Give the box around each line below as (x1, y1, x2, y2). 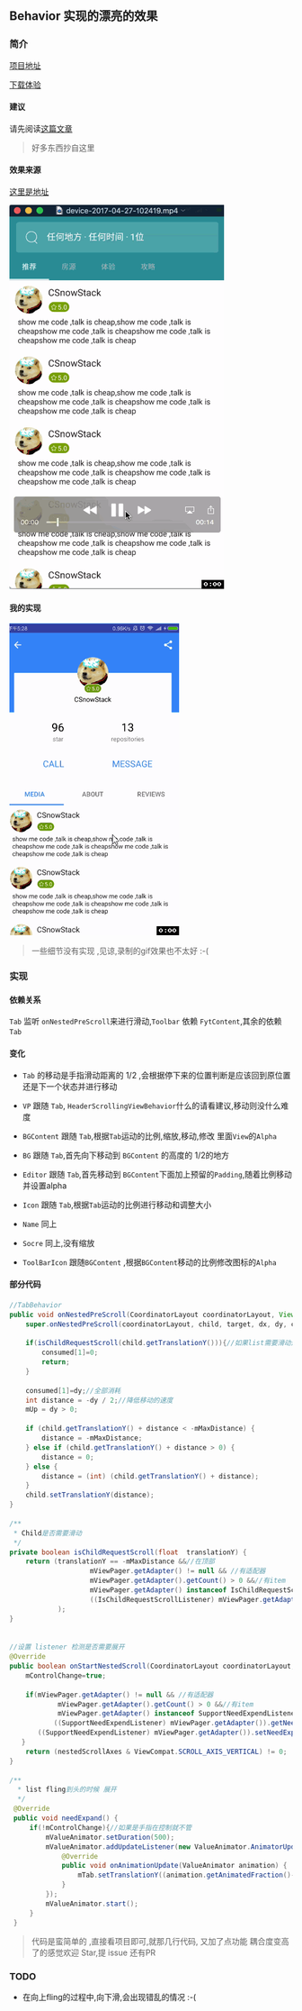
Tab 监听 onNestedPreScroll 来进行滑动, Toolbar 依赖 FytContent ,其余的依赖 (9, 1016, 282, 1027)
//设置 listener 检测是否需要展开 (9, 1642, 125, 1652)
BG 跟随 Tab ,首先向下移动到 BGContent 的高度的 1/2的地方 (22, 1150, 230, 1160)
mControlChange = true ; (25, 1670, 106, 1680)
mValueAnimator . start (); (45, 1899, 139, 1908)
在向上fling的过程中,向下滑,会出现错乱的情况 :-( (22, 1991, 197, 2002)
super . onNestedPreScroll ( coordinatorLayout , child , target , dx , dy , (25, 1319, 288, 1329)
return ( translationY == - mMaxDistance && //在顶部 (25, 1557, 216, 1566)
